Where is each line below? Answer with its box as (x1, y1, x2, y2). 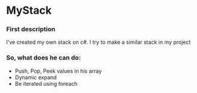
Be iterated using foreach (14, 80, 78, 87)
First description (6, 25, 56, 34)
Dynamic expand (14, 73, 57, 81)
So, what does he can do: (6, 53, 81, 62)
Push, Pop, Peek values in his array (14, 67, 102, 74)
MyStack (6, 4, 52, 17)
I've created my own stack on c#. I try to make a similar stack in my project (6, 38, 191, 46)
